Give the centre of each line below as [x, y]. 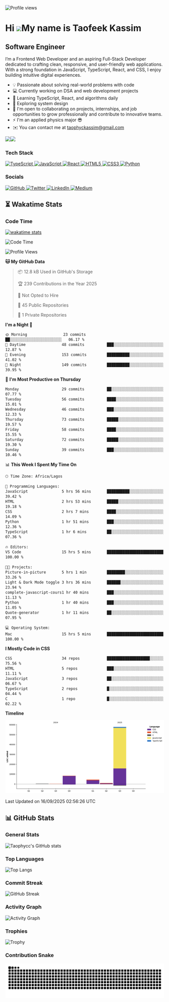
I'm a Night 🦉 [19, 325]
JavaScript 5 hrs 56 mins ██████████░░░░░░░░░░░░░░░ [84, 492]
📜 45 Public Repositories [43, 305]
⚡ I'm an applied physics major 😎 [47, 120]
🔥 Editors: [17, 547]
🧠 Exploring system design [40, 103]
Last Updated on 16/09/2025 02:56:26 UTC [50, 801]
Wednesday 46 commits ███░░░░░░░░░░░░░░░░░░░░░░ [84, 410]
